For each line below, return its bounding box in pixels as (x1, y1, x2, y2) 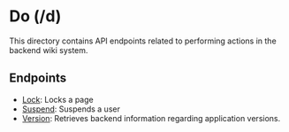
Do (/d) (9, 6, 62, 27)
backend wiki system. (9, 44, 88, 55)
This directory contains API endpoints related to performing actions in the (9, 35, 277, 46)
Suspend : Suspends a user (21, 104, 121, 114)
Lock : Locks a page (21, 94, 95, 105)
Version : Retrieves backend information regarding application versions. (21, 113, 281, 123)
